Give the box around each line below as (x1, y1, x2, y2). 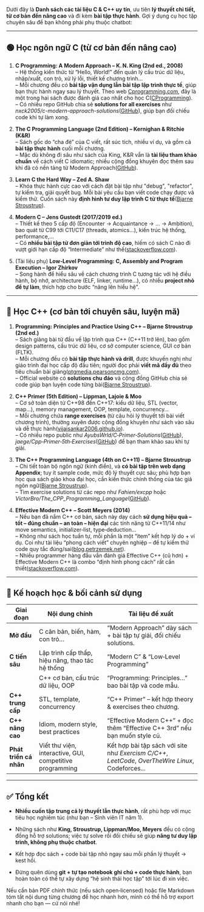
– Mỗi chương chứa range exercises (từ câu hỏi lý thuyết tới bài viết (15, 412, 185, 419)
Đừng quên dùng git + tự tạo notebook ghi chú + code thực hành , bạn (15, 869, 192, 876)
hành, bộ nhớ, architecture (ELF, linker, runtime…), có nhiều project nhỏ (15, 276, 195, 284)
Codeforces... (107, 764, 146, 773)
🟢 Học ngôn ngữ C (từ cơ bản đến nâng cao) (6, 43, 177, 53)
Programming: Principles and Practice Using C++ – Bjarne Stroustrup (15, 323, 193, 330)
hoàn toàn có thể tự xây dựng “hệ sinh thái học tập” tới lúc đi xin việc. (15, 875, 189, 882)
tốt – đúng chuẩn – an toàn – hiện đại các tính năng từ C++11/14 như (15, 519, 186, 527)
